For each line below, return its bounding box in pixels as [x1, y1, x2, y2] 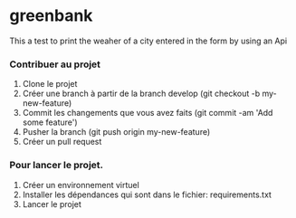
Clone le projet [22, 79, 78, 90]
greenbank [9, 5, 93, 26]
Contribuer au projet [9, 58, 101, 71]
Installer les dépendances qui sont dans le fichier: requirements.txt [22, 189, 272, 200]
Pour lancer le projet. [9, 159, 104, 172]
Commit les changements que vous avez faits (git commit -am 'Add [22, 108, 273, 118]
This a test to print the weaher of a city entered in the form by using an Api [9, 35, 288, 46]
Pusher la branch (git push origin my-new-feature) [22, 127, 211, 137]
